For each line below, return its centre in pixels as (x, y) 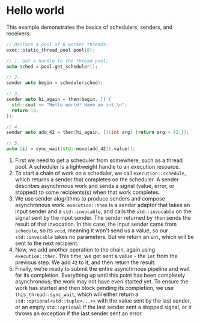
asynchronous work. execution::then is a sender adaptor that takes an (102, 205)
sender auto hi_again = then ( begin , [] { (59, 100)
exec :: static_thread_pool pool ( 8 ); (51, 50)
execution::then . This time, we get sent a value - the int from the (96, 256)
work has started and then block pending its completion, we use (94, 288)
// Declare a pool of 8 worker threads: (58, 44)
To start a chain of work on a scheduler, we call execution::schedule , (100, 173)
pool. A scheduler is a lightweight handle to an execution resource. (97, 167)
